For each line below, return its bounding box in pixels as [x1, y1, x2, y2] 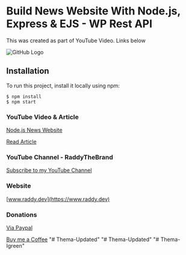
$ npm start [6, 99, 36, 105]
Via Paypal [6, 224, 33, 231]
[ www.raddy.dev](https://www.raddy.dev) [6, 195, 110, 203]
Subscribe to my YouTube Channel [6, 167, 92, 174]
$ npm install [6, 93, 42, 100]
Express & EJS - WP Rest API [6, 17, 152, 31]
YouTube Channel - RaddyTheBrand [6, 153, 113, 161]
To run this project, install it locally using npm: [6, 82, 120, 89]
